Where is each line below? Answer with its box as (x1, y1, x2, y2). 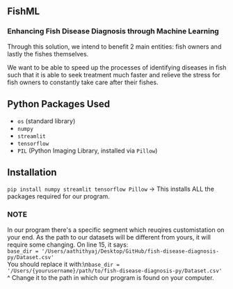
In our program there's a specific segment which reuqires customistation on (7, 226, 225, 234)
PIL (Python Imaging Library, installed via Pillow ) (17, 146, 158, 155)
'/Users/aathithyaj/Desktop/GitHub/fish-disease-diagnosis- (41, 247, 219, 255)
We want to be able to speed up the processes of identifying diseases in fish (7, 63, 227, 72)
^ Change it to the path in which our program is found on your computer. (7, 273, 214, 281)
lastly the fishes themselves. (7, 49, 89, 58)
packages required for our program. (7, 192, 110, 201)
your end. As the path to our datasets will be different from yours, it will (7, 233, 211, 241)
